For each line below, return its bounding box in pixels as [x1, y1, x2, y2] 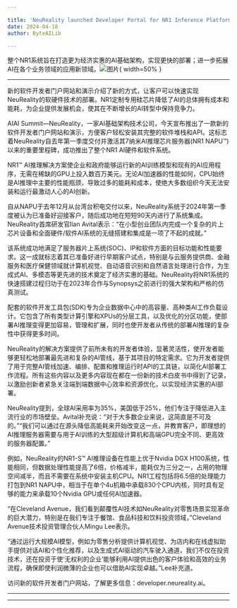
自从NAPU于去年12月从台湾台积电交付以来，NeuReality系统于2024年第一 [7, 202, 220, 211]
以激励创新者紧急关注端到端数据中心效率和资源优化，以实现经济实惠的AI [7, 380, 217, 389]
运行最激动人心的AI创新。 [19, 187, 94, 196]
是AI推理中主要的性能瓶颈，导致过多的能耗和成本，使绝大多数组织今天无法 [7, 178, 224, 187]
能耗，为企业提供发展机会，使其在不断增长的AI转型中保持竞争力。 [7, 104, 199, 113]
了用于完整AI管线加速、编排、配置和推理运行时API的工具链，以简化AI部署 [7, 362, 221, 371]
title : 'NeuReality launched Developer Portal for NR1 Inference [7, 16, 203, 23]
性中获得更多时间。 [7, 329, 63, 338]
